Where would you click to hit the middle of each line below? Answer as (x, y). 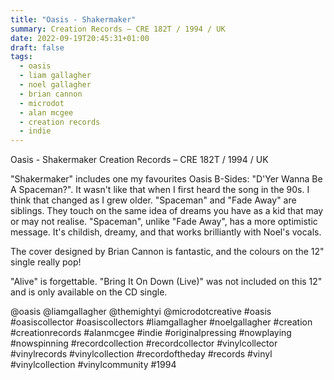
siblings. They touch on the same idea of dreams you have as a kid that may (167, 211)
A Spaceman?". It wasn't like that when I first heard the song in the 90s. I (160, 190)
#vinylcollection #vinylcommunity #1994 (93, 365)
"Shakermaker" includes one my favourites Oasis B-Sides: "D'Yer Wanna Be (166, 179)
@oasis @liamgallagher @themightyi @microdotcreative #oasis (141, 312)
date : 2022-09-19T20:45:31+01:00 (80, 38)
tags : (21, 57)
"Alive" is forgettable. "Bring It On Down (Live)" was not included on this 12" (166, 282)
